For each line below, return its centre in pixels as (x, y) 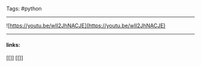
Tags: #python (24, 9)
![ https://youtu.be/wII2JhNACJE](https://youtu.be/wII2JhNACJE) (86, 25)
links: (13, 44)
